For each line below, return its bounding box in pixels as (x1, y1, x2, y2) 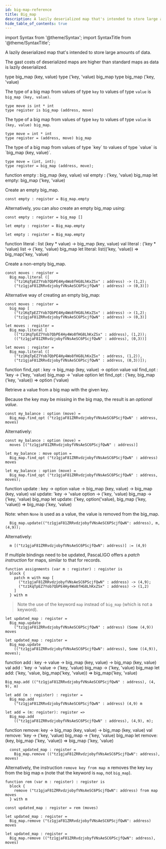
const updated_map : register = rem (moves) (5, 805, 98, 810)
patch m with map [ (14, 575, 54, 580)
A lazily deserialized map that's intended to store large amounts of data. (5, 49, 152, 55)
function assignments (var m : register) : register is (5, 567, 123, 572)
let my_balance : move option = (5, 451, 72, 456)
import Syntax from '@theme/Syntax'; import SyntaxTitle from (5, 35, 131, 41)
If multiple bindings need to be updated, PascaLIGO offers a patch (5, 552, 140, 558)
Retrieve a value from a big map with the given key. (5, 387, 109, 393)
